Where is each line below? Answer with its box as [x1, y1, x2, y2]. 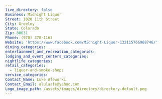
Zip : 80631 [5, 30, 28, 35]
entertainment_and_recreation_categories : [5, 49, 95, 54]
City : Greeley [5, 21, 35, 26]
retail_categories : [5, 63, 46, 68]
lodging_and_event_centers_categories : [5, 53, 89, 59]
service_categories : [5, 72, 49, 77]
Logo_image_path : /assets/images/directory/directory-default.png [5, 86, 147, 91]
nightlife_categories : [5, 58, 53, 63]
